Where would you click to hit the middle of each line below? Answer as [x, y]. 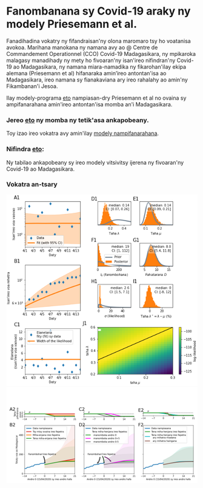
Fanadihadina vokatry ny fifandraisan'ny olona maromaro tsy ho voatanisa [98, 41]
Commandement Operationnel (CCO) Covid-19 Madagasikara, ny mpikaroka [101, 53]
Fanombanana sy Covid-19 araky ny [98, 11]
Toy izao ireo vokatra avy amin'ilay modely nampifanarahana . [83, 133]
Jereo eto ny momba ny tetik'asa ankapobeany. [78, 120]
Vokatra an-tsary [32, 185]
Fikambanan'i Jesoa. [32, 86]
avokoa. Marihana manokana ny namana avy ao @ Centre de [82, 47]
